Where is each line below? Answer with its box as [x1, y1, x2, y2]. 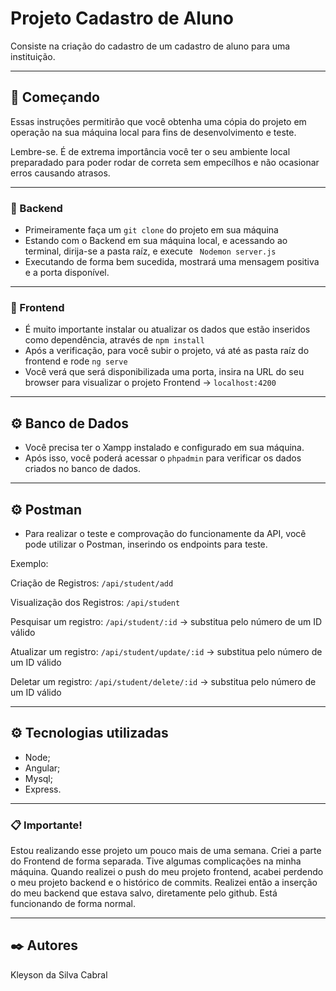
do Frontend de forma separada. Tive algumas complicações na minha [10, 855, 302, 867]
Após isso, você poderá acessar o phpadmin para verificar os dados [24, 452, 302, 464]
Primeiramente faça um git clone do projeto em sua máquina [24, 224, 279, 236]
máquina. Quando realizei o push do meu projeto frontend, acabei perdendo [10, 866, 324, 878]
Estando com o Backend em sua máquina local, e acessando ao [24, 235, 288, 247]
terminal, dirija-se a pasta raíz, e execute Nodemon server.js [24, 245, 277, 257]
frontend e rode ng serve [24, 355, 128, 367]
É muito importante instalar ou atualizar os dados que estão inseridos [24, 323, 311, 336]
